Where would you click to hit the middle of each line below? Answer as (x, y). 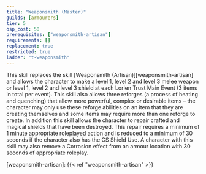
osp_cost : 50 (23, 29)
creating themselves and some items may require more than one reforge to (101, 114)
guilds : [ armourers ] (33, 18)
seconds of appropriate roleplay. (48, 153)
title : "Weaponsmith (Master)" (46, 12)
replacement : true (30, 46)
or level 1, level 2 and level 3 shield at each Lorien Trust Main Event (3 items (102, 88)
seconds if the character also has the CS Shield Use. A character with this (100, 140)
